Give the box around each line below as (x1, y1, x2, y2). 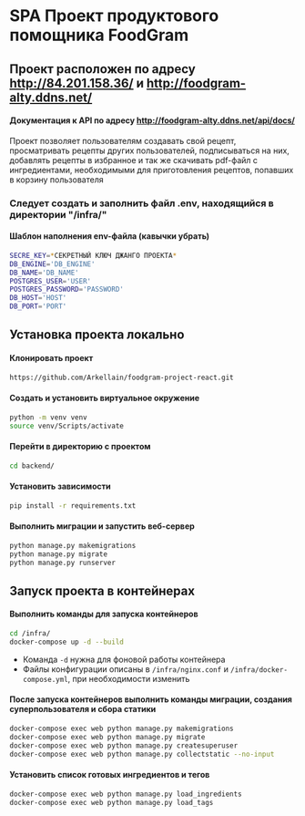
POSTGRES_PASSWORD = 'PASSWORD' (9, 284, 125, 294)
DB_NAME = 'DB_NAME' (9, 268, 79, 277)
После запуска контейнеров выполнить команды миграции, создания (9, 694, 293, 705)
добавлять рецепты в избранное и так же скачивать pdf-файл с (9, 154, 258, 165)
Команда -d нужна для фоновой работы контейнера (22, 654, 226, 665)
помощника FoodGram (9, 25, 189, 46)
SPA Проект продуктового (9, 5, 219, 26)
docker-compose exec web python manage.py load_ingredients (9, 790, 243, 799)
